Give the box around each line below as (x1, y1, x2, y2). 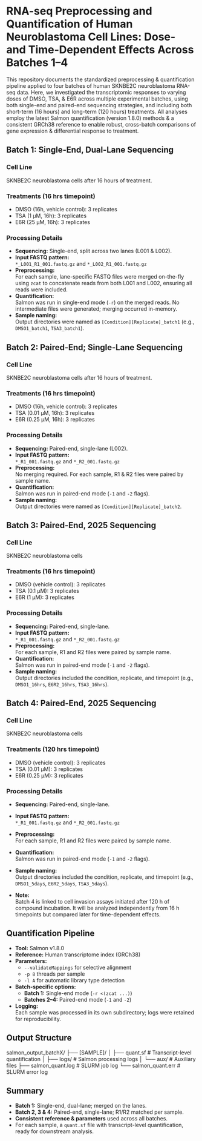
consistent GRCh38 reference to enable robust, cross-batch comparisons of (6, 121, 197, 128)
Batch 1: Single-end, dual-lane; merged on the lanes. (15, 1102, 147, 1109)
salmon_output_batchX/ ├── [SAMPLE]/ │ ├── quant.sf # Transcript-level (6, 1049, 192, 1056)
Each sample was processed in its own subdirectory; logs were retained (15, 1008, 195, 1016)
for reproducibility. (15, 1015, 62, 1022)
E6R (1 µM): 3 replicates (15, 594, 74, 601)
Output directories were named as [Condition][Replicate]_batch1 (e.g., (15, 318, 195, 325)
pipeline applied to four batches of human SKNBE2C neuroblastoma (6, 82, 175, 89)
